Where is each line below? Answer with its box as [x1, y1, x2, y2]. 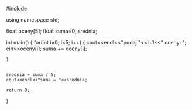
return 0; [6, 87, 30, 93]
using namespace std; [6, 16, 60, 23]
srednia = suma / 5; [6, 72, 57, 78]
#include [6, 5, 28, 12]
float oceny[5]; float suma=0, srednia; [6, 27, 98, 35]
